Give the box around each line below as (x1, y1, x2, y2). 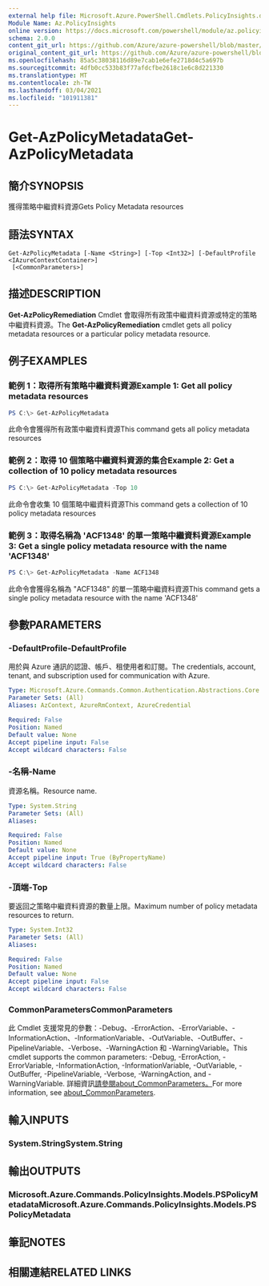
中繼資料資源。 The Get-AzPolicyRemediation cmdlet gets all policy (8, 320, 232, 330)
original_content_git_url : (8, 49, 98, 57)
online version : (8, 26, 62, 34)
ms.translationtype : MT (8, 71, 88, 79)
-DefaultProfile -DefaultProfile (8, 643, 126, 654)
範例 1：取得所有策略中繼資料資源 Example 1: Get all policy (8, 380, 233, 391)
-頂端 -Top (8, 881, 48, 892)
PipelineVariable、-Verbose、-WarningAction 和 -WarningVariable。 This (8, 1043, 248, 1053)
